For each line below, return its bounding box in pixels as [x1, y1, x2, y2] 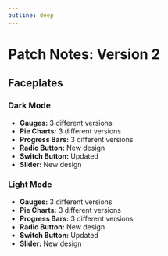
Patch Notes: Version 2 [8, 45, 160, 63]
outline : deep [8, 11, 55, 20]
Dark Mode [8, 100, 51, 111]
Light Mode [8, 179, 52, 190]
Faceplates [8, 76, 63, 90]
